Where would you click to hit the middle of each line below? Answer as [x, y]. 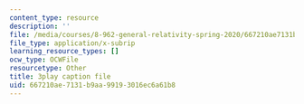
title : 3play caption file [60, 77]
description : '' [40, 26]
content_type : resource [54, 18]
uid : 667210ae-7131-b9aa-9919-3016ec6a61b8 [93, 85]
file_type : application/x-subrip [72, 43]
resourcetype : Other [48, 69]
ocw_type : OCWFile [44, 60]
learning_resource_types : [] [64, 52]
